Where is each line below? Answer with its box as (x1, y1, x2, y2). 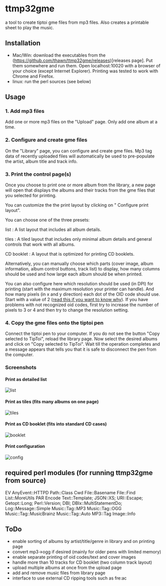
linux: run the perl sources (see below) (12, 78, 92, 84)
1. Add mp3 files (5, 107, 45, 114)
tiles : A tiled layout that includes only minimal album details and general (5, 236, 152, 242)
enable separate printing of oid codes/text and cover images (12, 554, 136, 560)
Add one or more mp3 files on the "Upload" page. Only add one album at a (5, 119, 158, 125)
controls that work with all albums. (5, 241, 75, 248)
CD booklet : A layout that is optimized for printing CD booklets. (5, 251, 135, 257)
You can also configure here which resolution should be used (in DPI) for (5, 281, 154, 287)
